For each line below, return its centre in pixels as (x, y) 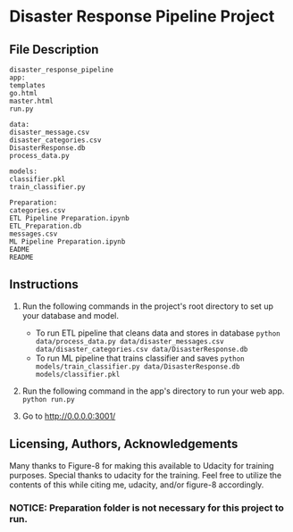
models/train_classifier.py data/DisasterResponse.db (138, 366)
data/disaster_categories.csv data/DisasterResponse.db (142, 349)
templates (28, 86)
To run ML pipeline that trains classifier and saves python (140, 358)
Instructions (44, 284)
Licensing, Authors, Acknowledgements (124, 444)
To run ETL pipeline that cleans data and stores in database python (158, 333)
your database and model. (70, 315)
